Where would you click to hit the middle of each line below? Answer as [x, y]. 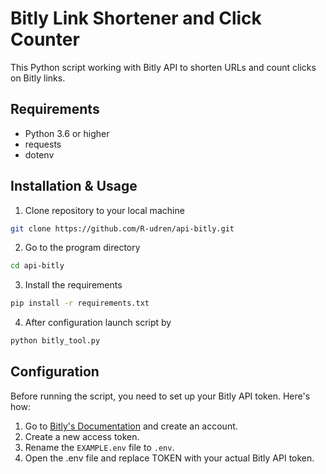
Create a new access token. [82, 436]
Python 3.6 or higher [67, 133]
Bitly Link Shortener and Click [136, 18]
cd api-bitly [37, 266]
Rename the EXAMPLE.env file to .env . [99, 447]
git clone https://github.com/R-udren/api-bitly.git [122, 228]
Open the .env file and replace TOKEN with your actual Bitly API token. [169, 458]
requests [43, 144]
